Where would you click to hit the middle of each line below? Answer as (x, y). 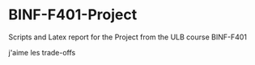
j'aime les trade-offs (42, 52)
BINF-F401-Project (73, 15)
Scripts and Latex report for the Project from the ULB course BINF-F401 (128, 37)
